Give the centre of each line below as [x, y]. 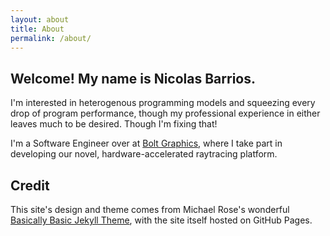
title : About [37, 29]
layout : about [40, 19]
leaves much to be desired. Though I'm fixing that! [114, 124]
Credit [30, 185]
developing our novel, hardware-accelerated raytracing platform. [144, 154]
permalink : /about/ [51, 38]
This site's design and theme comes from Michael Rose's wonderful [150, 209]
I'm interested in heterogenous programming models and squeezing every [163, 103]
